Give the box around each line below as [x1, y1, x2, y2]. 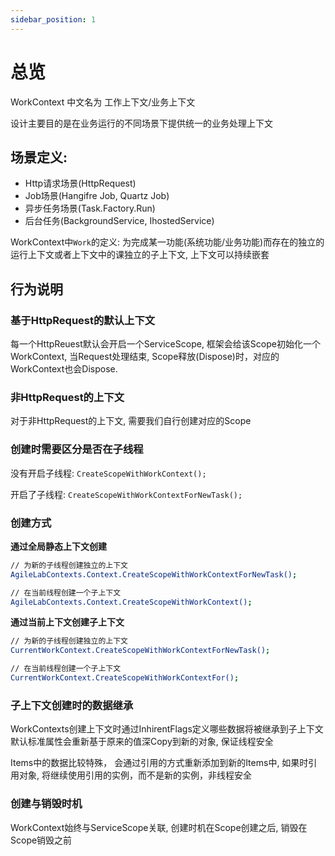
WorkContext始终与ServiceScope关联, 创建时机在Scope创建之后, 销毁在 [10, 821, 308, 833]
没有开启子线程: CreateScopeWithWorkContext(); [10, 467, 207, 479]
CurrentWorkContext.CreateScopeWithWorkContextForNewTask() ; [10, 646, 271, 656]
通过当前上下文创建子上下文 [10, 616, 125, 628]
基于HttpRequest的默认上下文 [10, 313, 156, 327]
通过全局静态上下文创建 [10, 540, 107, 552]
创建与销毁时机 [10, 797, 83, 811]
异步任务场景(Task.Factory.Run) [24, 202, 156, 215]
